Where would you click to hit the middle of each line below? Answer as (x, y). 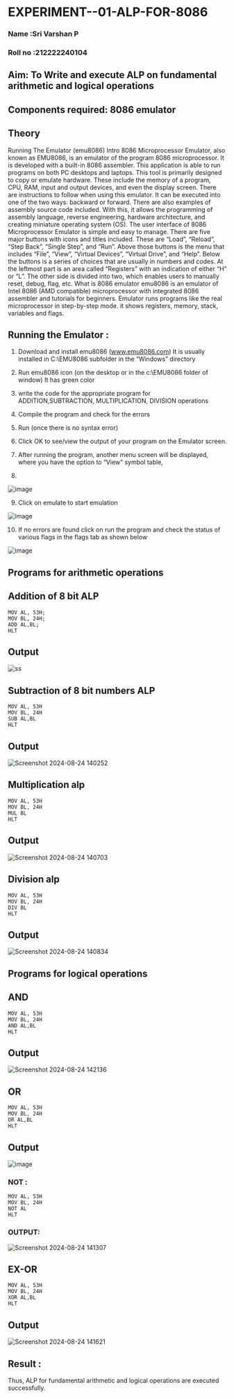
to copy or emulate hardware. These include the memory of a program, (109, 180)
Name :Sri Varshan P (43, 34)
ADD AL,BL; (24, 624)
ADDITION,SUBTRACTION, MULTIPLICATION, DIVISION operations (113, 401)
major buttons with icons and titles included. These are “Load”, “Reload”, (111, 239)
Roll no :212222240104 (48, 53)
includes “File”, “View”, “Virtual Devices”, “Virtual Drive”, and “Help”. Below (114, 254)
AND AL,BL (22, 1026)
